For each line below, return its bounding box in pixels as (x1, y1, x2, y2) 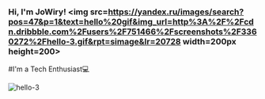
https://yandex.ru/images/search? (108, 6, 244, 17)
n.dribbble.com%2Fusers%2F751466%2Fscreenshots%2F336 (8, 26, 257, 37)
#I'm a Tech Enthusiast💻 (8, 64, 89, 74)
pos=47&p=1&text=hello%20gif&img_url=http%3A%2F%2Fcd (8, 16, 255, 27)
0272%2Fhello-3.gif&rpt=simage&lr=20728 (8, 36, 181, 47)
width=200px (182, 36, 237, 47)
